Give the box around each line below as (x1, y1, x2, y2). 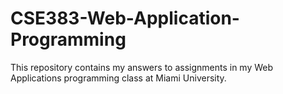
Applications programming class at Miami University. (10, 72, 227, 84)
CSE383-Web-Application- (10, 7, 240, 30)
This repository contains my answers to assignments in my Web (10, 61, 274, 73)
